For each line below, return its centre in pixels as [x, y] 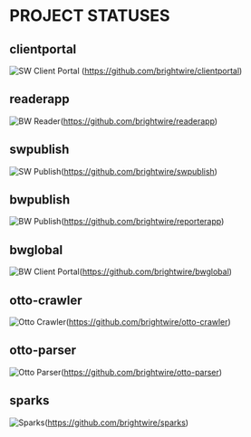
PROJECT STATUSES [90, 16]
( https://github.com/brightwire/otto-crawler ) [148, 322]
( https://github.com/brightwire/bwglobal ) [156, 271]
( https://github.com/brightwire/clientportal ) [162, 71]
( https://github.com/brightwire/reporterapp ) [143, 222]
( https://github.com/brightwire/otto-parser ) [141, 372]
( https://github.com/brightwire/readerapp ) [139, 121]
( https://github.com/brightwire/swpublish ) [139, 171]
